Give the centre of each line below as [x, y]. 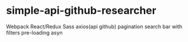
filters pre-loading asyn [34, 32]
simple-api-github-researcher [81, 11]
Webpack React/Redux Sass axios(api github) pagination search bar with [94, 26]
